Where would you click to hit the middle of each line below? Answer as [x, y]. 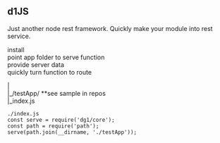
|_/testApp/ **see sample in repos [56, 93]
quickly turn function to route [50, 72]
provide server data [36, 64]
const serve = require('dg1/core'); [61, 120]
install [16, 49]
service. [19, 36]
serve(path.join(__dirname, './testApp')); [72, 132]
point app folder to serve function [56, 57]
